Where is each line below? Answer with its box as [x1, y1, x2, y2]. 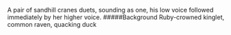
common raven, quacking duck [7, 21, 97, 28]
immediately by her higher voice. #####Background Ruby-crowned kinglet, [7, 13, 225, 21]
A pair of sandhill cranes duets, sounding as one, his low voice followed [7, 6, 213, 14]
